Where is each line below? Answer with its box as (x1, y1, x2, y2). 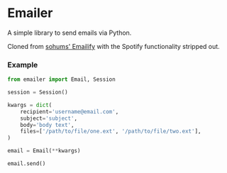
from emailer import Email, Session (7, 76, 116, 83)
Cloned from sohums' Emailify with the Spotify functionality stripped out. (7, 42, 220, 50)
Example (7, 60, 38, 69)
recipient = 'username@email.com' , (20, 108, 119, 115)
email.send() (7, 160, 46, 167)
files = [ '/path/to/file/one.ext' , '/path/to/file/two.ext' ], (20, 128, 201, 135)
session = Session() (7, 89, 69, 96)
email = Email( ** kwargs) (7, 147, 81, 155)
